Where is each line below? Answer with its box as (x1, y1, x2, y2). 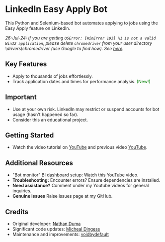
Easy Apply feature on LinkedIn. (5, 25, 71, 31)
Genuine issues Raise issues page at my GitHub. (12, 193, 113, 199)
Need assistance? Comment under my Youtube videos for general (12, 183, 149, 189)
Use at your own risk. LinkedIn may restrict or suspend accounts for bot (12, 106, 160, 112)
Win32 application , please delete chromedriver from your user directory (5, 40, 153, 46)
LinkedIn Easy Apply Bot (5, 3, 108, 15)
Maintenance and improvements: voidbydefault (12, 232, 109, 237)
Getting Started (5, 131, 54, 139)
